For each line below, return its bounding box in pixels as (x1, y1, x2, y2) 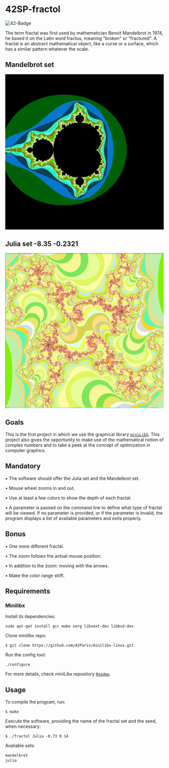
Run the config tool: (5, 652, 46, 658)
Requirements (5, 587, 50, 595)
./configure (5, 662, 30, 667)
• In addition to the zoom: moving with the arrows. (5, 562, 109, 569)
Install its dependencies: (5, 614, 56, 620)
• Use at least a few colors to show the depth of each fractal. (5, 494, 132, 501)
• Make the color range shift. (5, 572, 65, 578)
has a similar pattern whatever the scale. (5, 46, 90, 52)
